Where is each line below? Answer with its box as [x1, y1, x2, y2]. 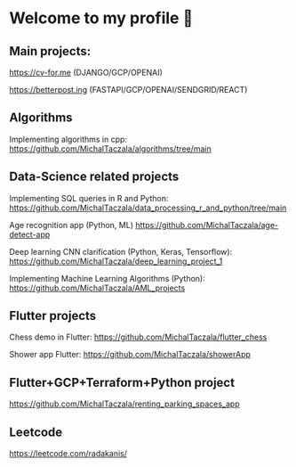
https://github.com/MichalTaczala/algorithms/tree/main [9, 143, 212, 154]
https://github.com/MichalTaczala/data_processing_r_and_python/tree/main [9, 202, 287, 213]
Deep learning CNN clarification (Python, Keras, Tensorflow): [9, 246, 233, 257]
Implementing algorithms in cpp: [9, 134, 127, 144]
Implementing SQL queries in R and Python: [9, 193, 169, 203]
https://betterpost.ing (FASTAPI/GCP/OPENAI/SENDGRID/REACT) [9, 85, 248, 94]
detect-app [9, 229, 51, 240]
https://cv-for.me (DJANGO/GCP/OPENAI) [9, 67, 163, 78]
